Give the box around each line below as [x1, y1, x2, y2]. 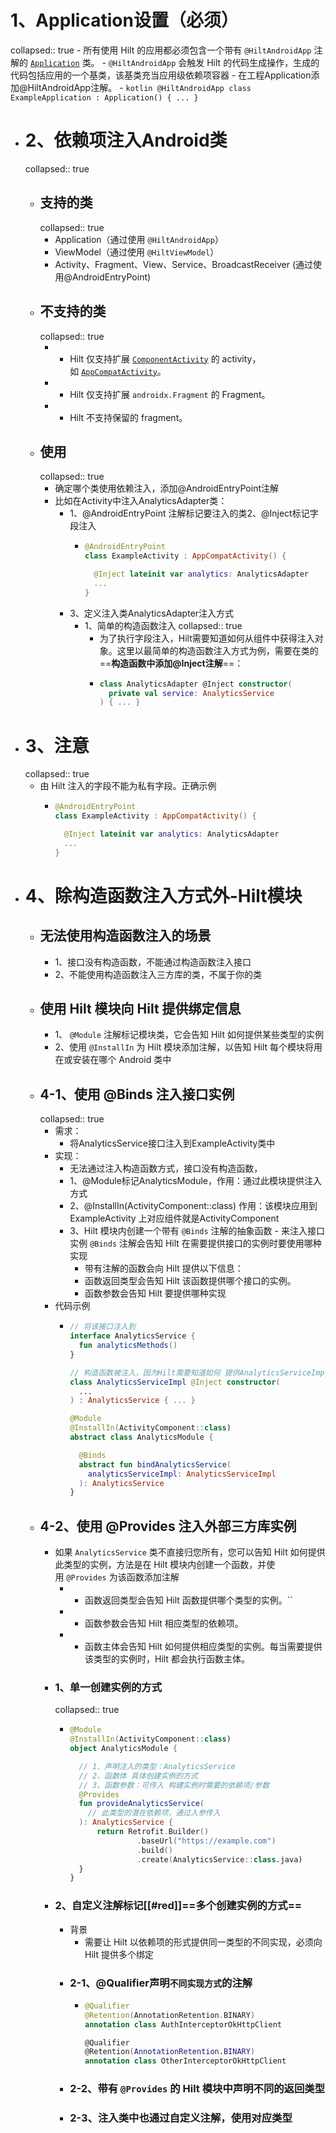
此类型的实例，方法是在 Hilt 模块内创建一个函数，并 [54, 1559, 267, 1571]
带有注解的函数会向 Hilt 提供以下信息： [84, 1262, 244, 1275]
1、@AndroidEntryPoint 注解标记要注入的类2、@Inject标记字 [69, 507, 319, 520]
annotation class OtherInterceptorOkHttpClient [84, 2056, 287, 2066]
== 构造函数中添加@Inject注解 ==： [99, 657, 244, 669]
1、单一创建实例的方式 [54, 1680, 163, 1694]
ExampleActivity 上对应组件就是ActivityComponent [69, 1212, 280, 1225]
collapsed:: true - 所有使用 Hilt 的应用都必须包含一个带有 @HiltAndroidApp [10, 44, 312, 56]
